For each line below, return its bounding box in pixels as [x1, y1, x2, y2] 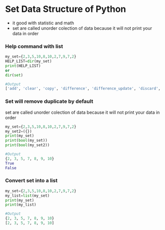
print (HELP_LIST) [5, 63, 41, 68]
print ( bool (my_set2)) [5, 143, 50, 148]
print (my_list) [5, 202, 37, 207]
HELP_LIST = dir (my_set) [5, 59, 52, 64]
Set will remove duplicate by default [5, 98, 93, 105]
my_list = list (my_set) [5, 193, 50, 198]
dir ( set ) [5, 73, 23, 77]
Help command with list [5, 43, 63, 50]
